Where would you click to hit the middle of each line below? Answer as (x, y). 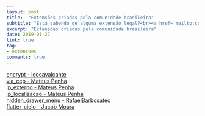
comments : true (26, 57)
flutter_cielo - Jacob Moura (41, 106)
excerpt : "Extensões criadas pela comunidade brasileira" (81, 29)
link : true (20, 40)
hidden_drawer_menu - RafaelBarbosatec (59, 100)
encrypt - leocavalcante (36, 74)
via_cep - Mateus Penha (37, 81)
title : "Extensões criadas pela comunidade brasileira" (80, 18)
